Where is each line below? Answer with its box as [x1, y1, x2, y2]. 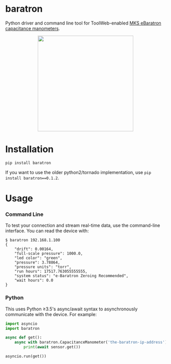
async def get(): [5, 335, 42, 340]
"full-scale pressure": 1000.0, [14, 251, 83, 256]
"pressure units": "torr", [14, 264, 72, 270]
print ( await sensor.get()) [23, 345, 81, 350]
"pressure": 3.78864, [14, 260, 60, 265]
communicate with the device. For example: [5, 311, 97, 317]
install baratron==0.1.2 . [5, 175, 60, 181]
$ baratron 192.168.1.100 [5, 238, 60, 243]
